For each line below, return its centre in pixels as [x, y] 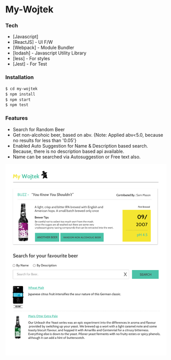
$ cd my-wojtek [22, 88]
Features [17, 118]
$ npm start [18, 100]
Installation [20, 77]
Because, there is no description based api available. [68, 151]
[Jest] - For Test [30, 64]
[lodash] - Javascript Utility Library [49, 53]
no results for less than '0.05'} [45, 140]
